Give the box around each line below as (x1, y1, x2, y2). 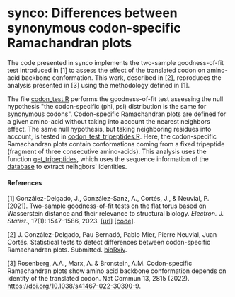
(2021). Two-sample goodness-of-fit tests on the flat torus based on (7, 202, 207, 210)
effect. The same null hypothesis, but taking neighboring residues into (7, 124, 212, 133)
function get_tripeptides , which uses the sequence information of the (7, 154, 209, 163)
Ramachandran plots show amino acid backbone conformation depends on (7, 267, 227, 275)
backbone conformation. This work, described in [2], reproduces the (21, 73, 222, 82)
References (7, 178, 42, 187)
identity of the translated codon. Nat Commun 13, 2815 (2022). (7, 274, 190, 283)
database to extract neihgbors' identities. (7, 162, 127, 170)
